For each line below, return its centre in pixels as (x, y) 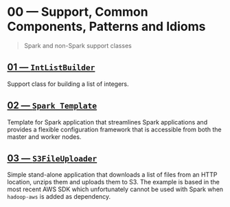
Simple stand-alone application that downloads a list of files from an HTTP (112, 175)
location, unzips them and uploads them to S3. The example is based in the (113, 182)
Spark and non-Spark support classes (78, 45)
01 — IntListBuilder (51, 67)
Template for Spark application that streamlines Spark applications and (107, 122)
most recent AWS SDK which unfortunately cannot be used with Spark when (115, 189)
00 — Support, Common (78, 12)
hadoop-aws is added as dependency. (59, 197)
